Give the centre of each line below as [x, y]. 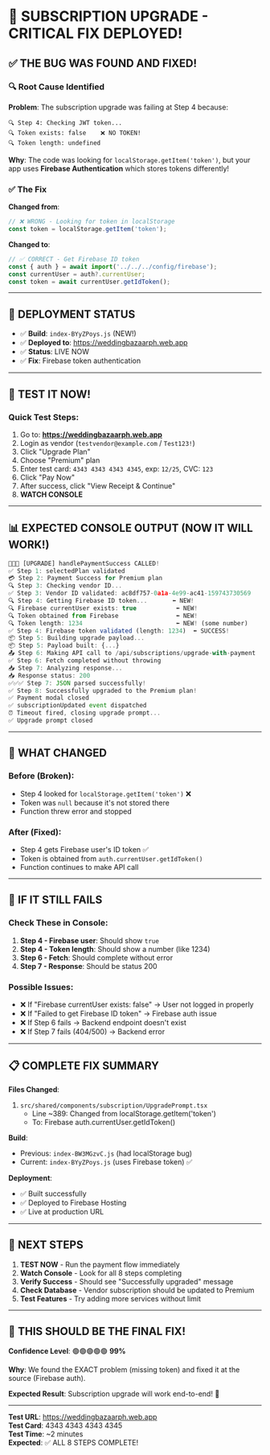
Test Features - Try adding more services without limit [110, 1298]
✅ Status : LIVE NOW [55, 352]
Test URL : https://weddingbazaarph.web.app [83, 1417]
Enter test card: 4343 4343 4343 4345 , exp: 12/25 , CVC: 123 [117, 468]
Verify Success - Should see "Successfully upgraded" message [127, 1281]
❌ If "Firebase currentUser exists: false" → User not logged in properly [137, 1004]
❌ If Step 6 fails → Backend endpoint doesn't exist [103, 1022]
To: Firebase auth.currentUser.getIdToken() [104, 1122]
